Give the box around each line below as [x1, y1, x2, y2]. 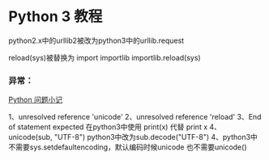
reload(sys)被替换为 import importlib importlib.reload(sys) [8, 53, 201, 62]
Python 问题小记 [8, 95, 63, 105]
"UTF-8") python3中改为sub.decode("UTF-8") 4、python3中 [53, 133, 258, 142]
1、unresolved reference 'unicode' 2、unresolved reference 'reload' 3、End [8, 112, 262, 122]
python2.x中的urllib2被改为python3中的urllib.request [8, 36, 185, 45]
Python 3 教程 [8, 7, 103, 26]
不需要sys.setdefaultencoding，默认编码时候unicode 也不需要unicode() [8, 142, 247, 152]
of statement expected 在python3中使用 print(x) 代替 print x [8, 122, 208, 132]
